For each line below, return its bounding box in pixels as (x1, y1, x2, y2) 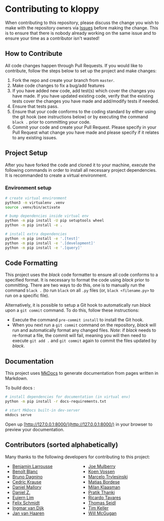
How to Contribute (5, 50, 63, 58)
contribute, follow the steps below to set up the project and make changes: (5, 68, 157, 74)
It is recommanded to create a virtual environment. (5, 172, 108, 178)
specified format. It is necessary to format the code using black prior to (5, 277, 150, 283)
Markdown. (5, 375, 28, 381)
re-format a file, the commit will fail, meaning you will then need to (12, 333, 146, 339)
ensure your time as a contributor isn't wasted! (5, 35, 100, 41)
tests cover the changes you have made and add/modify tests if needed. (12, 98, 160, 104)
